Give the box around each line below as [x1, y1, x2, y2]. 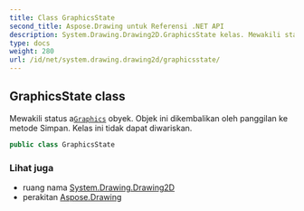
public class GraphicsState [9, 139, 116, 149]
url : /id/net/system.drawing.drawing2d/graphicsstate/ [9, 55, 221, 64]
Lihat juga [9, 161, 54, 174]
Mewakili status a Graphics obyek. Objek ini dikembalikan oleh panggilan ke [9, 112, 288, 123]
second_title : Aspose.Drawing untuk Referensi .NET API [9, 22, 224, 31]
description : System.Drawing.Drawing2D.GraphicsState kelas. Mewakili [9, 30, 281, 39]
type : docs [9, 38, 51, 48]
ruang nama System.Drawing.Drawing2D [22, 182, 175, 193]
